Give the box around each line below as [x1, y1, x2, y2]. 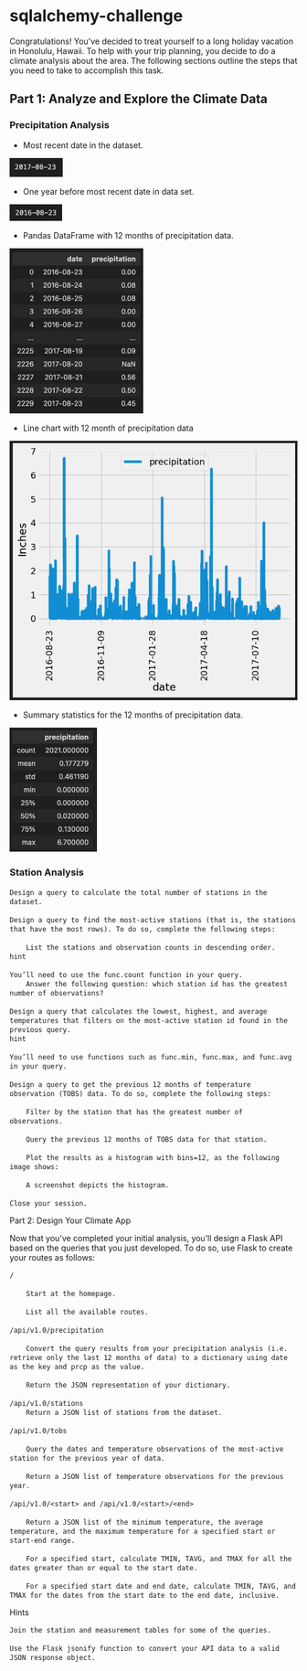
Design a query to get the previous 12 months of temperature [9, 1080, 251, 1089]
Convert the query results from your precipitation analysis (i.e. [26, 1344, 288, 1353]
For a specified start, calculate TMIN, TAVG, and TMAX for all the [26, 1554, 292, 1563]
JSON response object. [9, 1653, 96, 1662]
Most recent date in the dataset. [22, 139, 143, 151]
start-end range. [9, 1536, 76, 1545]
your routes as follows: [9, 1251, 96, 1262]
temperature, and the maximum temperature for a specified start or [9, 1527, 276, 1536]
